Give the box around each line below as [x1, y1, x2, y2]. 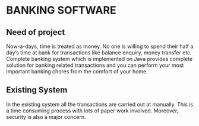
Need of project [6, 27, 65, 37]
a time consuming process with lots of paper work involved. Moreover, [6, 107, 179, 114]
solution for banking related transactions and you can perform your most [6, 62, 184, 69]
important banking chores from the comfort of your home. [6, 68, 149, 75]
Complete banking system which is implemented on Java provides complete [6, 56, 193, 62]
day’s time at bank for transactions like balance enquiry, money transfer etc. [6, 49, 192, 56]
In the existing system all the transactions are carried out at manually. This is [6, 101, 194, 108]
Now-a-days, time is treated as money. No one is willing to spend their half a [6, 43, 194, 50]
